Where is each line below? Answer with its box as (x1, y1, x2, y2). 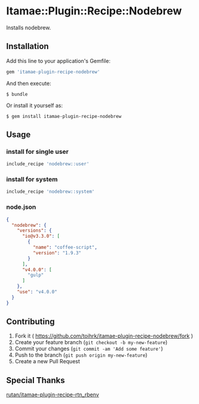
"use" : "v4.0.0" (17, 289, 58, 295)
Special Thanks (6, 375, 65, 385)
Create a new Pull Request (14, 358, 81, 365)
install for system (6, 175, 58, 184)
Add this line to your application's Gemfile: (6, 57, 111, 64)
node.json (6, 203, 36, 211)
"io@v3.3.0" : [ (22, 233, 60, 239)
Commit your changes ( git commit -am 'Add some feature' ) (14, 345, 163, 353)
